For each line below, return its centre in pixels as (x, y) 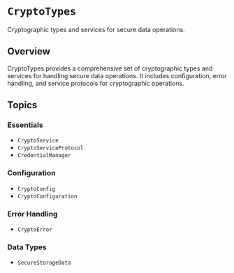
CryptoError (35, 230)
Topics (22, 105)
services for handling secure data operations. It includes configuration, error (117, 75)
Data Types (27, 247)
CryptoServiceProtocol (50, 148)
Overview (29, 51)
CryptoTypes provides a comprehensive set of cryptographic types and (110, 68)
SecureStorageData (44, 263)
